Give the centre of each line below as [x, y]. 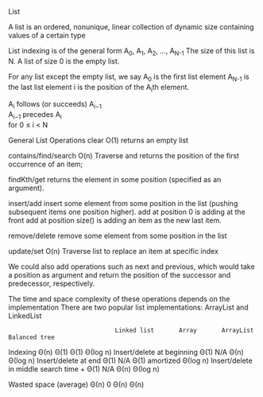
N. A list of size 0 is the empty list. [64, 61]
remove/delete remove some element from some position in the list [118, 235]
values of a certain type [47, 35]
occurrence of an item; [46, 164]
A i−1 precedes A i [35, 115]
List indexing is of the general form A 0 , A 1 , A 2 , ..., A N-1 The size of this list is [131, 52]
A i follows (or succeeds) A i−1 [55, 105]
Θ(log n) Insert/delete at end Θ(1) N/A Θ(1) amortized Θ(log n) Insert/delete [130, 360]
